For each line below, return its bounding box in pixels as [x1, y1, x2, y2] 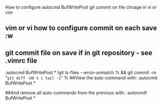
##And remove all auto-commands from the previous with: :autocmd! [5, 90, 147, 96]
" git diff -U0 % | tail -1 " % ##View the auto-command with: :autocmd [5, 75, 158, 81]
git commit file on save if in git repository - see [5, 48, 153, 57]
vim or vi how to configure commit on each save [5, 24, 157, 32]
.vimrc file [5, 56, 37, 65]
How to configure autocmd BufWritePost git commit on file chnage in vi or [5, 4, 157, 10]
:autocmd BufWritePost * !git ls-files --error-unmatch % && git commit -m [5, 70, 157, 76]
